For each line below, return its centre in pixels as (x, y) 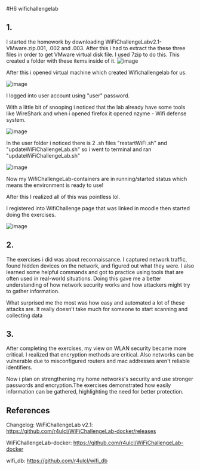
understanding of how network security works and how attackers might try (98, 285)
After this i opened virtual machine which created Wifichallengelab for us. (96, 72)
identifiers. (19, 367)
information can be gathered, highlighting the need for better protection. (95, 392)
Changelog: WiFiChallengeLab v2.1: (50, 425)
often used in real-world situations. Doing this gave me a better (84, 278)
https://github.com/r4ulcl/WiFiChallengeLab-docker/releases (81, 431)
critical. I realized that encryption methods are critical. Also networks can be (100, 355)
